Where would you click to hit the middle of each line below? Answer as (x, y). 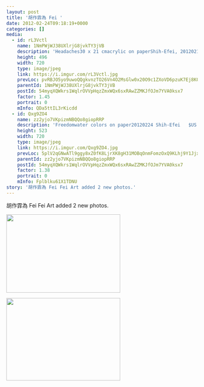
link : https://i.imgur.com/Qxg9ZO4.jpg (68, 148)
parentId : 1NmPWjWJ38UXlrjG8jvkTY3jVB (66, 86)
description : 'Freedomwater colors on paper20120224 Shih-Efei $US (107, 125)
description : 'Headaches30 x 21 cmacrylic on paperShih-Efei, (97, 52)
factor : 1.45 (34, 97)
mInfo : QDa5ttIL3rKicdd (47, 108)
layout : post (23, 12)
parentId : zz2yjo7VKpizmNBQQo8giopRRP (66, 159)
